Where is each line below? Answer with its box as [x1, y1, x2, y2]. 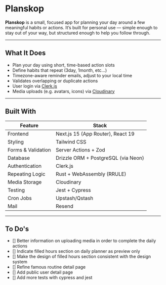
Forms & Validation [7, 146, 51, 153]
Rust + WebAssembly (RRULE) [55, 170, 126, 177]
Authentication [7, 162, 42, 169]
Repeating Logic [7, 170, 45, 177]
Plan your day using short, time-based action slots [12, 62, 115, 68]
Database [7, 154, 30, 161]
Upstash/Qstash [55, 194, 93, 201]
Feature [20, 122, 39, 129]
